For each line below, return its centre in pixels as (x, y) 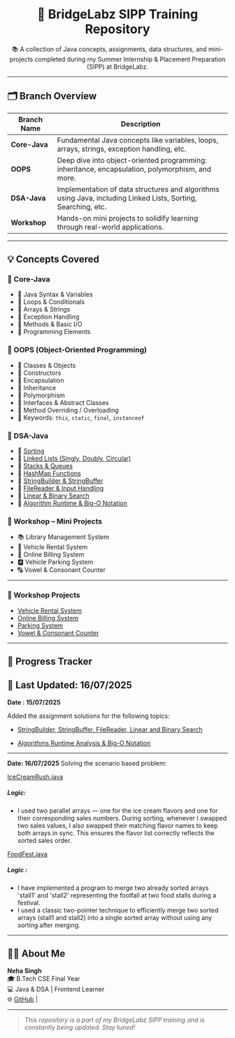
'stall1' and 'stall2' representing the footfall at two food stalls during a (117, 895)
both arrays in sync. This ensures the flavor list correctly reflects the (116, 833)
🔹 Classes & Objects (47, 365)
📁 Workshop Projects (44, 595)
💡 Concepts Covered (54, 259)
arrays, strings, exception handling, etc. (122, 149)
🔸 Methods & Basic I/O (50, 324)
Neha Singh (24, 971)
